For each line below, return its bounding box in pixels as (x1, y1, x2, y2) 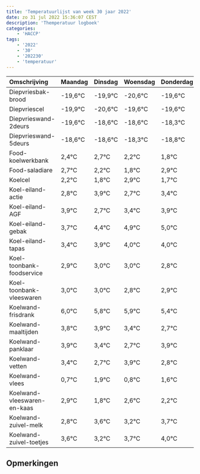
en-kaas (9, 404, 34, 412)
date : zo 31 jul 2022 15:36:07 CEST (6, 14, 97, 20)
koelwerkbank (9, 156, 49, 165)
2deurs (9, 122, 30, 130)
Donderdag (160, 78, 193, 86)
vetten (9, 362, 27, 370)
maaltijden (9, 327, 39, 336)
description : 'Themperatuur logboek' (6, 20, 100, 26)
